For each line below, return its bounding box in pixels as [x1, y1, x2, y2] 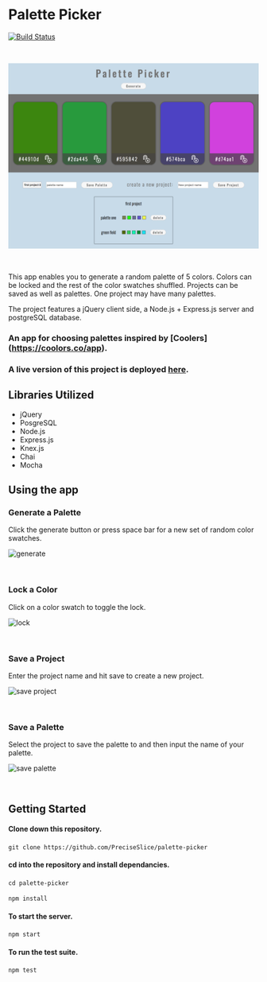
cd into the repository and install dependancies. [8, 860, 170, 870]
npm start [8, 930, 41, 939]
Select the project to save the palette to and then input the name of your [8, 739, 245, 749]
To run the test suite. [8, 947, 79, 957]
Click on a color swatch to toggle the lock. [8, 602, 146, 611]
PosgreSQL [19, 417, 57, 427]
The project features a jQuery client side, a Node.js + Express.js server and [8, 305, 254, 314]
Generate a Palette [8, 507, 82, 518]
